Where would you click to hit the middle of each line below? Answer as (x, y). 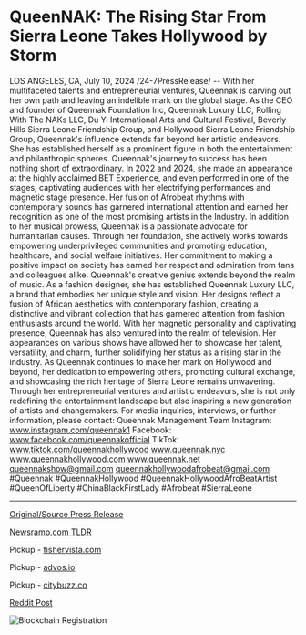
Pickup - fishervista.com (56, 549)
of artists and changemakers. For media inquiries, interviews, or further (143, 410)
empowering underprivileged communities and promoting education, (138, 245)
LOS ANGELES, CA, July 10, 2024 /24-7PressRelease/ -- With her (132, 80)
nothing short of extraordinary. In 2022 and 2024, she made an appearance (151, 168)
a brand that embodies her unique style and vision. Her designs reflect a (145, 294)
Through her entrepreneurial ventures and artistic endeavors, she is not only (153, 390)
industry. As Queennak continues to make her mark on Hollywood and (141, 361)
